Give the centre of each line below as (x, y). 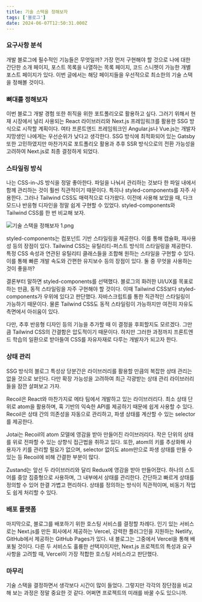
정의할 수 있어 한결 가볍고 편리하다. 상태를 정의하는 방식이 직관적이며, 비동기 (96, 485)
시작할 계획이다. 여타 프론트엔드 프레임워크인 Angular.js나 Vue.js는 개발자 (109, 128)
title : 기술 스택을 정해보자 (37, 12)
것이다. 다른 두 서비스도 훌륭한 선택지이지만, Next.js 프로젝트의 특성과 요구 (105, 546)
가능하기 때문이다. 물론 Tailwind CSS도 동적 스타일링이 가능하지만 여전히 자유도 (100, 304)
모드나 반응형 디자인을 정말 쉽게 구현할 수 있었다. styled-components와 (91, 205)
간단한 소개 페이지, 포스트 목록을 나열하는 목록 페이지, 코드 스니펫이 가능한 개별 (99, 67)
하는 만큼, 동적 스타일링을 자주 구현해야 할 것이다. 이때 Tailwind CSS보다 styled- (101, 289)
